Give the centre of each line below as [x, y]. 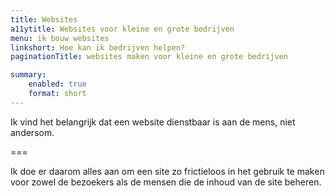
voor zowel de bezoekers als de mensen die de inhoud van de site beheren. [166, 182]
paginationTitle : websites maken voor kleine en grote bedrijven [149, 57]
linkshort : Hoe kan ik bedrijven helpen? [98, 47]
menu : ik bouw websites [60, 38]
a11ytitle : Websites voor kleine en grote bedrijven [122, 29]
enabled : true [57, 84]
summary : [28, 75]
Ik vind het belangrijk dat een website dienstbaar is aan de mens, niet [153, 122]
